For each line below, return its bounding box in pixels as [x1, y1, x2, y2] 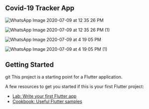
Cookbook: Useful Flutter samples [12, 98, 82, 104]
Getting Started [5, 61, 54, 69]
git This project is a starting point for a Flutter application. [5, 74, 123, 80]
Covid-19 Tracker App [5, 4, 74, 12]
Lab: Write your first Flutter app [12, 93, 77, 99]
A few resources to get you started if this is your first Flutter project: [5, 83, 144, 89]
